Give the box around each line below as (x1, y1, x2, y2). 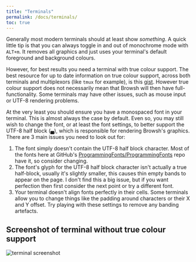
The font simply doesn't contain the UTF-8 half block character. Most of (14, 145, 190, 152)
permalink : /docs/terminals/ (6, 14, 78, 20)
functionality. (6, 91, 38, 98)
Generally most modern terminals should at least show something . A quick (6, 36, 187, 43)
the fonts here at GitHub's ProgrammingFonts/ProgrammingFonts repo (14, 151, 185, 158)
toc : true (6, 19, 31, 25)
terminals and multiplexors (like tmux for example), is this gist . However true (6, 78, 189, 85)
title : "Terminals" (6, 8, 54, 15)
